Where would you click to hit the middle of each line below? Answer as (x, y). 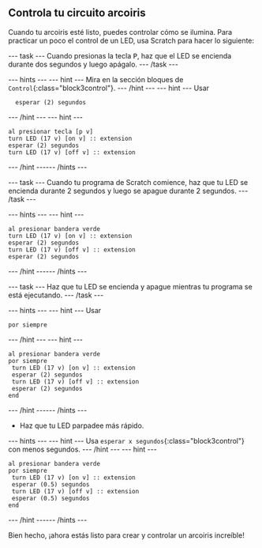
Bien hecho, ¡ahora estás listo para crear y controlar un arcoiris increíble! (126, 535)
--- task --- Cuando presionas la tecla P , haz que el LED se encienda (120, 55)
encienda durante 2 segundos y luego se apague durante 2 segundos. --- (128, 191)
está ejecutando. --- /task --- (56, 295)
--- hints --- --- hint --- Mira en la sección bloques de (96, 79)
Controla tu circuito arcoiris (77, 13)
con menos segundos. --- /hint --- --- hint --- (83, 449)
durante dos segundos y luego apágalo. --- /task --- (94, 64)
